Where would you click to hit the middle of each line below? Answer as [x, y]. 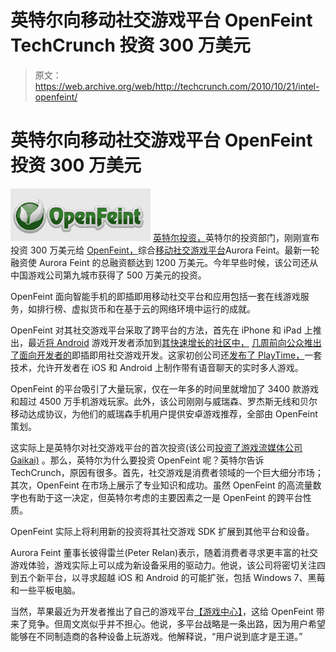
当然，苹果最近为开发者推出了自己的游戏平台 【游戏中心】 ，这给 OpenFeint [162, 611]
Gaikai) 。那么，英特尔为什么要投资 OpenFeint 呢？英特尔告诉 [137, 460]
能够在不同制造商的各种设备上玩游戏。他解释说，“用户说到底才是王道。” [156, 636]
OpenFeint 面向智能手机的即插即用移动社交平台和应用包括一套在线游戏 [155, 296]
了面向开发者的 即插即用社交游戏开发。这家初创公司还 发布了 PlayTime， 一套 [166, 355]
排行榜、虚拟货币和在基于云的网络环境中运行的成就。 [146, 308]
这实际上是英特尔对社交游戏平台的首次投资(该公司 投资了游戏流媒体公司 [156, 447]
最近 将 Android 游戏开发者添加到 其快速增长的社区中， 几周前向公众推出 [174, 342]
